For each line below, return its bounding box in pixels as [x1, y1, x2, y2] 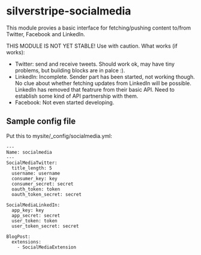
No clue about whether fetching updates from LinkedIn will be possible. [14, 80, 192, 87]
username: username [11, 170, 61, 176]
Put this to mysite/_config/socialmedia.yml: [6, 132, 112, 139]
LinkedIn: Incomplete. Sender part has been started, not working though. [14, 73, 195, 80]
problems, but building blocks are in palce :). [14, 66, 125, 74]
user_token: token [11, 218, 58, 224]
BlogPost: [6, 233, 31, 239]
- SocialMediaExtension [17, 244, 77, 250]
